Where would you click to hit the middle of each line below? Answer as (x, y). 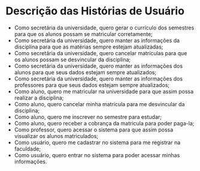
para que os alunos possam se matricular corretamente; (84, 34)
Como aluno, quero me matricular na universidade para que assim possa (104, 91)
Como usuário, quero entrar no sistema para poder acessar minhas (97, 155)
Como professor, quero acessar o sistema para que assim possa (94, 130)
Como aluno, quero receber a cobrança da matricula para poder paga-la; (104, 123)
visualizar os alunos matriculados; (56, 136)
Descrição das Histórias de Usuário (95, 11)
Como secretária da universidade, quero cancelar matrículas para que (101, 53)
